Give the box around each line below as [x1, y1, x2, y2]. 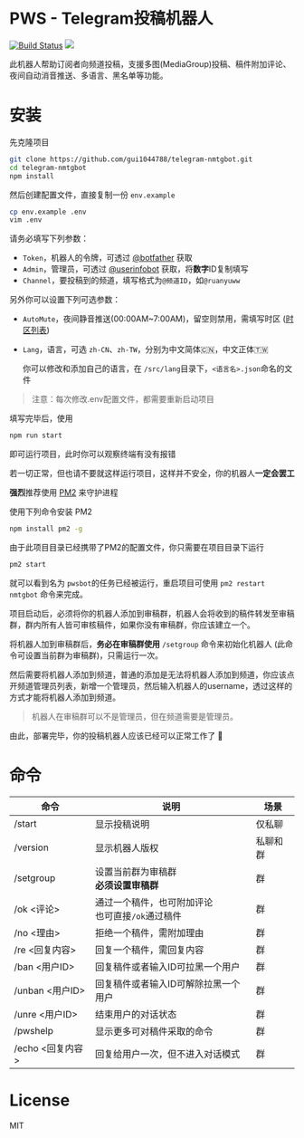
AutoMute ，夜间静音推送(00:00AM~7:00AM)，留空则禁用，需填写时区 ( [22, 313, 287, 324]
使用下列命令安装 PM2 [9, 506, 93, 517]
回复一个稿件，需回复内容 [94, 943, 204, 956]
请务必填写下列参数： [9, 233, 89, 244]
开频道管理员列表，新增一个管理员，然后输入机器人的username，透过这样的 [9, 680, 292, 691]
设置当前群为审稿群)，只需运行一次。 [24, 649, 164, 661]
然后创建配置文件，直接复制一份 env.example [9, 189, 176, 200]
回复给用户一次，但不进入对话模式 [94, 1047, 241, 1060]
